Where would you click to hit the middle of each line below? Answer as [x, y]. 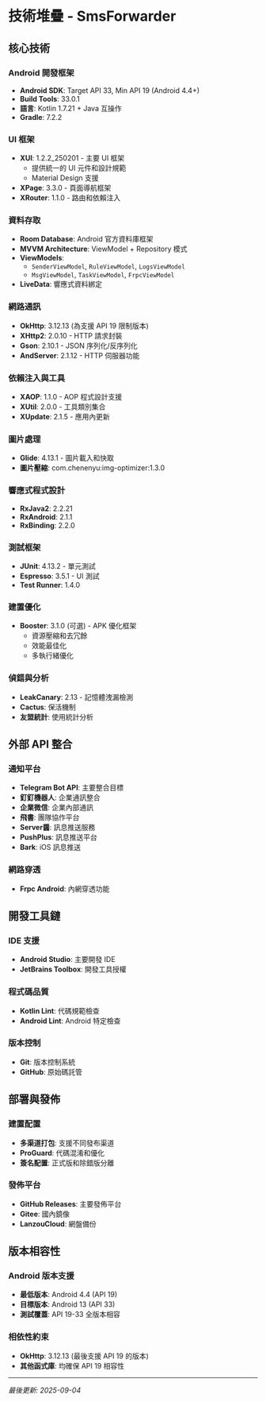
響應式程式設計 [37, 491]
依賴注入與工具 [37, 378]
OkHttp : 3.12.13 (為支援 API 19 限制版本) [84, 326]
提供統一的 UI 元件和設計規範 [79, 168]
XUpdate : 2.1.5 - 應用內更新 [65, 417]
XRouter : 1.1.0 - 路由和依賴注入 [70, 198]
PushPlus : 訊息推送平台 [58, 837]
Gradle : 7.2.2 [41, 117]
